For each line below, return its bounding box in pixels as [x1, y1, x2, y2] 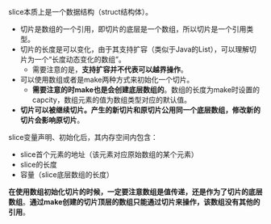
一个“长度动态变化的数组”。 [34, 55, 127, 64]
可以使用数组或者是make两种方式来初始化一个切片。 [19, 75, 194, 84]
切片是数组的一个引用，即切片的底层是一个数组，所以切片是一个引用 [19, 24, 247, 34]
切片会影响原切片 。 [19, 116, 85, 125]
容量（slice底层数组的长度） [19, 170, 115, 180]
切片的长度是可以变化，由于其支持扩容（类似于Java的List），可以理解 [19, 44, 250, 54]
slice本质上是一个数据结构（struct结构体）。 [8, 7, 153, 16]
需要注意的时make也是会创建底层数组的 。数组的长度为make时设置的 [31, 85, 261, 95]
